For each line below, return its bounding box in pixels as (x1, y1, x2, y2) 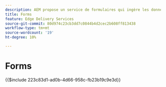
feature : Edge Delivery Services (5, 16, 74, 21)
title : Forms (5, 12, 32, 17)
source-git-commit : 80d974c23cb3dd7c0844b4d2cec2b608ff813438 (5, 21, 136, 26)
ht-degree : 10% (5, 35, 37, 40)
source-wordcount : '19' (5, 30, 54, 35)
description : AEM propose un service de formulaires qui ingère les (5, 7, 149, 12)
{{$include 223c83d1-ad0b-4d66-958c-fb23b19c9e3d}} (5, 77, 121, 83)
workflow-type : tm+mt (5, 26, 50, 31)
